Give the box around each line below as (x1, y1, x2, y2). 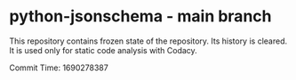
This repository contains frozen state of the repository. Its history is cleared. (9, 36, 287, 46)
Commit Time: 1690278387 (9, 62, 108, 73)
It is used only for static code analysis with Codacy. (9, 44, 197, 55)
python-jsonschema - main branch (9, 6, 272, 27)
